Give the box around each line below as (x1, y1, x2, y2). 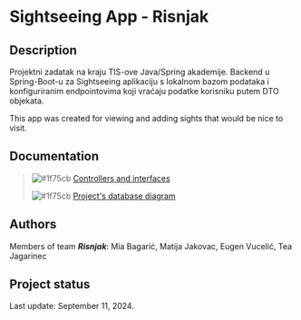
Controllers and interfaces (73, 172, 170, 183)
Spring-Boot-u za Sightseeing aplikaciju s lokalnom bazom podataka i (9, 76, 269, 87)
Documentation (9, 149, 100, 164)
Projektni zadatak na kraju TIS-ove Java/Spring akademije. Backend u (9, 66, 270, 77)
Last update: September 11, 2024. (9, 301, 134, 312)
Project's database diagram (73, 190, 176, 201)
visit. (9, 122, 27, 133)
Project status (9, 276, 91, 292)
